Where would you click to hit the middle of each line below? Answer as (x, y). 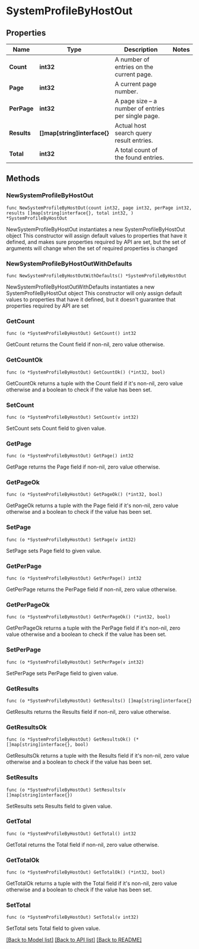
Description (141, 50)
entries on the (134, 67)
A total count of (136, 150)
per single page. (137, 116)
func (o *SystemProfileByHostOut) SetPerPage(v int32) (75, 662)
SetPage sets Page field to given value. (54, 551)
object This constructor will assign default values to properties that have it (97, 235)
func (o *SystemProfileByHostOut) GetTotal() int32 (71, 833)
